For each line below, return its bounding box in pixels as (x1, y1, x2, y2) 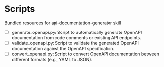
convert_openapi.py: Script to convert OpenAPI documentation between (11, 51, 160, 57)
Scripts (4, 3, 35, 15)
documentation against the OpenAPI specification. (11, 46, 115, 52)
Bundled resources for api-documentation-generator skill (4, 20, 121, 26)
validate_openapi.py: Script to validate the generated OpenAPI (11, 40, 139, 46)
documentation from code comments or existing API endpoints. (11, 35, 142, 40)
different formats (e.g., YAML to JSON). (11, 57, 93, 63)
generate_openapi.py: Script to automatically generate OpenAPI (11, 29, 142, 35)
